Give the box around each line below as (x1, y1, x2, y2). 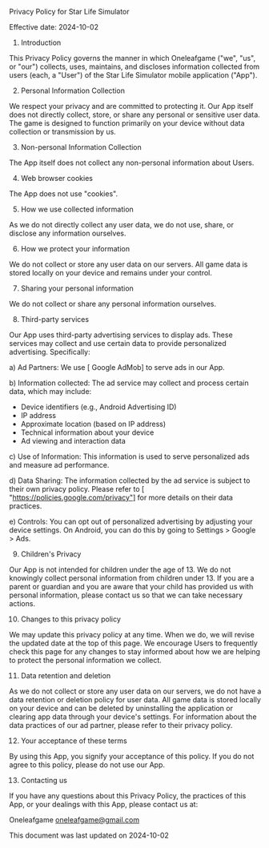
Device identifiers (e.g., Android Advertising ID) (20, 402, 177, 412)
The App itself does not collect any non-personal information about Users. (9, 158, 255, 167)
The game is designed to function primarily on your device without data (9, 119, 245, 127)
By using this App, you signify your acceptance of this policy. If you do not (9, 752, 255, 761)
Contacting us (20, 776, 67, 785)
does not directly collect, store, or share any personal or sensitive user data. (9, 110, 261, 119)
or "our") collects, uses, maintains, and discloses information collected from (9, 62, 260, 71)
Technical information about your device (20, 428, 155, 437)
